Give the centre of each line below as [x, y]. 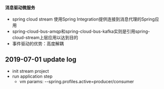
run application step [32, 76]
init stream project [30, 71]
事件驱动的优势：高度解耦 [38, 44]
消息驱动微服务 [20, 7]
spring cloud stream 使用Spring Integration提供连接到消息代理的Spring [83, 19]
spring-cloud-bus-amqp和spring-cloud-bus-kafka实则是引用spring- [81, 31]
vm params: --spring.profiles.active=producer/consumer [77, 82]
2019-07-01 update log [41, 59]
